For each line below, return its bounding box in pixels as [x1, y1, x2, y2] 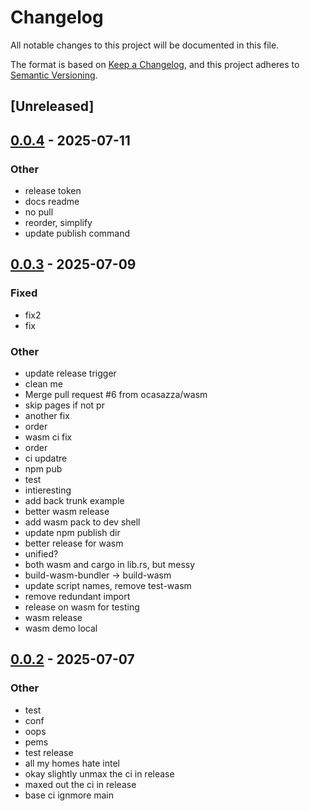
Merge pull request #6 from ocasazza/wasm [24, 389, 208, 400]
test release [24, 746, 74, 758]
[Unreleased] [10, 98, 95, 115]
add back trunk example [24, 495, 125, 506]
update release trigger [24, 367, 117, 379]
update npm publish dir [24, 527, 121, 538]
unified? [24, 548, 59, 560]
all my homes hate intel [24, 757, 121, 769]
